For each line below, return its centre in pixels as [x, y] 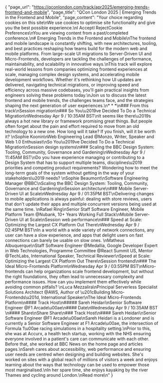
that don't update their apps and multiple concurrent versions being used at [81, 204]
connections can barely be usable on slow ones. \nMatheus [65, 240]
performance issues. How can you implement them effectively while [73, 282]
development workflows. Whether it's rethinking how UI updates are [73, 80]
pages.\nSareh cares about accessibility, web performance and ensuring [78, 349]
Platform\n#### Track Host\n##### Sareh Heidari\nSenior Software [73, 302]
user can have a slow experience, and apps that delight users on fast [74, 235]
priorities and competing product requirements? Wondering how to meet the [81, 168]
